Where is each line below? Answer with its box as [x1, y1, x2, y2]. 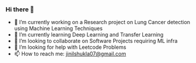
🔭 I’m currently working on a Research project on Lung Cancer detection [14, 19, 190, 26]
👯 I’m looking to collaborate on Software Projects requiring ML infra [14, 38, 178, 45]
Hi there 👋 [5, 5, 35, 14]
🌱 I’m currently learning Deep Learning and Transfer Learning [14, 31, 164, 38]
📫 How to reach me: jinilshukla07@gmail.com [14, 50, 126, 58]
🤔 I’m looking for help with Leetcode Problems [14, 44, 126, 51]
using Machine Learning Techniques [14, 25, 103, 32]
